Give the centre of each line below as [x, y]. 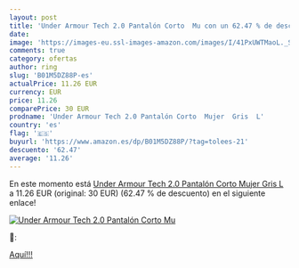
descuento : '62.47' [45, 150]
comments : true [37, 51]
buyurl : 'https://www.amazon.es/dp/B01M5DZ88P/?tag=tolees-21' [129, 142]
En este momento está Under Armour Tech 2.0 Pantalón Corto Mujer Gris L [146, 183]
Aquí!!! [21, 254]
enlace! [23, 202]
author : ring [33, 68]
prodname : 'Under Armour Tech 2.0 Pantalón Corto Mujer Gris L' [137, 117]
